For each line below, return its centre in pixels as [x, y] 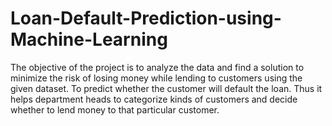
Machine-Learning [89, 39]
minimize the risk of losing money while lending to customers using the [156, 78]
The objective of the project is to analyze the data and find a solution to [157, 67]
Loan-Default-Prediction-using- [146, 18]
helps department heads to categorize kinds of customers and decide [154, 99]
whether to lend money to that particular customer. [115, 109]
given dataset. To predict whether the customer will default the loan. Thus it [166, 88]
